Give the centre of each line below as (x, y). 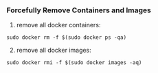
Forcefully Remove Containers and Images (79, 10)
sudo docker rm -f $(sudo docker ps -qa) (67, 38)
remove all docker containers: (58, 25)
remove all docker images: (54, 50)
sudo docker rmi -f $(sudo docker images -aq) (74, 63)
